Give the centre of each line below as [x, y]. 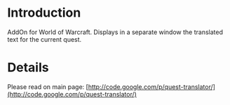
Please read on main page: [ [48, 87]
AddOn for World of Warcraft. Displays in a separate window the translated [115, 32]
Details [28, 68]
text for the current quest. [45, 39]
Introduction [44, 13]
